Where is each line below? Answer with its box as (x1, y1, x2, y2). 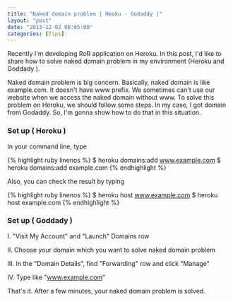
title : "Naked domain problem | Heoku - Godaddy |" (7, 10, 162, 18)
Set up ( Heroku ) (7, 126, 66, 136)
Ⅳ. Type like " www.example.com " (7, 273, 106, 281)
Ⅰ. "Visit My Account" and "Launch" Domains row (7, 231, 150, 240)
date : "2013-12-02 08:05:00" (7, 23, 93, 30)
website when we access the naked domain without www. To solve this (7, 93, 215, 102)
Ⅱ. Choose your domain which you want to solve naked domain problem (7, 245, 216, 254)
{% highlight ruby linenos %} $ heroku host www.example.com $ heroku (7, 190, 218, 199)
